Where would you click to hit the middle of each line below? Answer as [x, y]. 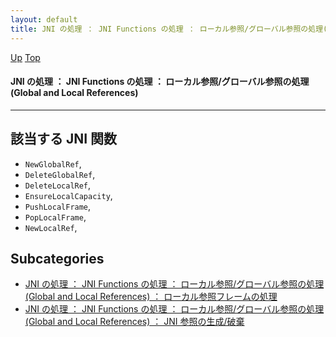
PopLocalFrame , [55, 217]
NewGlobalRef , [53, 163]
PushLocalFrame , [58, 206]
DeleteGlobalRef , [60, 174]
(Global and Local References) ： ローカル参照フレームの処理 [151, 297]
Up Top [25, 57]
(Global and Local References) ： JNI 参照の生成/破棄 [134, 322]
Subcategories [57, 258]
